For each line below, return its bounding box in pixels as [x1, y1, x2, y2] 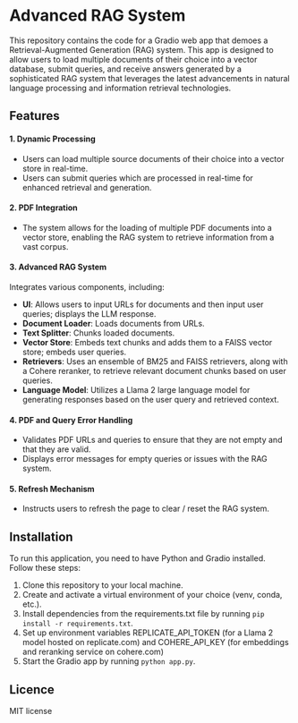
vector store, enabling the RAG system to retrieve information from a [21, 232, 275, 242]
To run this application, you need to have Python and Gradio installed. [9, 553, 266, 564]
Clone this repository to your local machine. [21, 580, 183, 591]
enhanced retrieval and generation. [21, 182, 152, 192]
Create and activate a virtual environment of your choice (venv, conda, [21, 590, 283, 600]
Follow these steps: [9, 563, 81, 574]
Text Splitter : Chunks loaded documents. [21, 327, 175, 338]
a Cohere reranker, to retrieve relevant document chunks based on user [21, 365, 286, 376]
